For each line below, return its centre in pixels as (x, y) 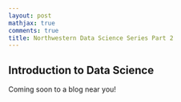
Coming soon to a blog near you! (62, 89)
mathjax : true (32, 23)
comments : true (34, 30)
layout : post (30, 16)
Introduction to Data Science (81, 70)
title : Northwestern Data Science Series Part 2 (91, 38)
